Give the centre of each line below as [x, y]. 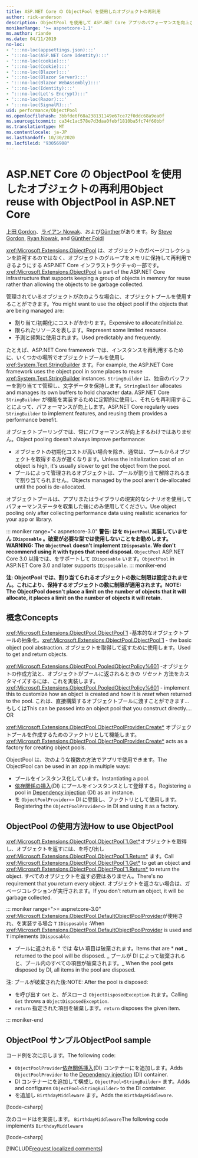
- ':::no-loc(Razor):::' [37, 99]
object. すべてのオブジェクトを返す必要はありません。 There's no [85, 876]
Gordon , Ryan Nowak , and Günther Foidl [55, 238]
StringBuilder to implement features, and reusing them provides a [87, 413]
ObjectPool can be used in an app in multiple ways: [68, 766]
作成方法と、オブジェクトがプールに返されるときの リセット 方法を [98, 674]
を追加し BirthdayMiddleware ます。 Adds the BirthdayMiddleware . [94, 1095]
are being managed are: [35, 310]
